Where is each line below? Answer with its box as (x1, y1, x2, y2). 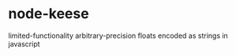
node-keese (8, 5, 89, 23)
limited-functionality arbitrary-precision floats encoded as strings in (8, 31, 229, 40)
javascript (8, 39, 41, 48)
